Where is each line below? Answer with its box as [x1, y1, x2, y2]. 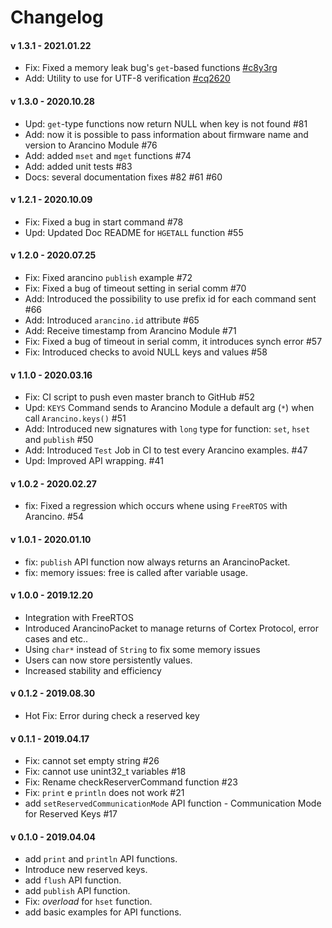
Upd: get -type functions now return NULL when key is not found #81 [24, 117, 308, 130]
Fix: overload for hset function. [24, 896, 153, 908]
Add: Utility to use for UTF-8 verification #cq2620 [24, 72, 231, 85]
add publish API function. [24, 885, 131, 897]
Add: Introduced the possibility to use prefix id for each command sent [24, 293, 317, 305]
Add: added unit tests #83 [24, 160, 133, 172]
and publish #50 [24, 434, 94, 446]
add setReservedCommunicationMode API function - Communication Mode [24, 797, 322, 810]
